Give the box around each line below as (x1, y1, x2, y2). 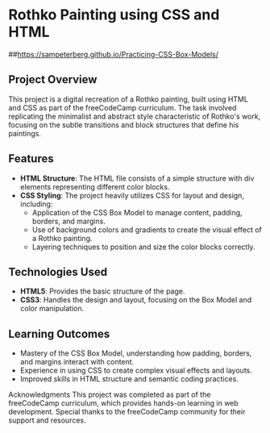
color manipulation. (19, 304, 85, 314)
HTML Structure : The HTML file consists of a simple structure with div (19, 173, 255, 183)
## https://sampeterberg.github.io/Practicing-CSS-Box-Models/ (8, 49, 219, 59)
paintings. (8, 128, 42, 138)
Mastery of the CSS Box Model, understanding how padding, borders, (19, 348, 252, 358)
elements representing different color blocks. (19, 181, 170, 191)
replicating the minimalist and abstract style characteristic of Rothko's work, (8, 111, 261, 121)
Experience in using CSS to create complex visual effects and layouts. (19, 365, 252, 376)
